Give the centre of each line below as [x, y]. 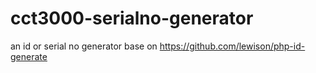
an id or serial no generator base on [84, 46]
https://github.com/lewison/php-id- [232, 46]
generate [29, 56]
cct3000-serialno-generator [132, 18]
